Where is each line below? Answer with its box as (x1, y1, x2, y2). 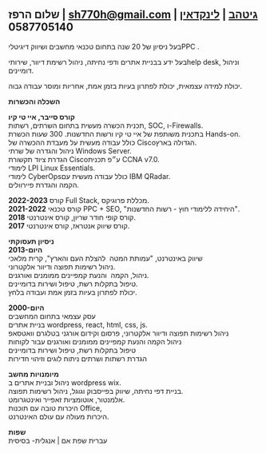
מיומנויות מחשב (8, 369, 60, 379)
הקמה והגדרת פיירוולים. (8, 180, 80, 189)
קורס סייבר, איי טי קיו (8, 112, 76, 121)
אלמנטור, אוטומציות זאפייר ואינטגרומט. (8, 395, 125, 404)
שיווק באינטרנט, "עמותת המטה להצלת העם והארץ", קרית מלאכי (8, 253, 203, 263)
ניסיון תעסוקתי (8, 236, 54, 246)
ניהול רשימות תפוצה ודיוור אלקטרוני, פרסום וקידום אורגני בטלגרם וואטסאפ (8, 328, 229, 338)
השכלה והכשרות (8, 97, 61, 106)
